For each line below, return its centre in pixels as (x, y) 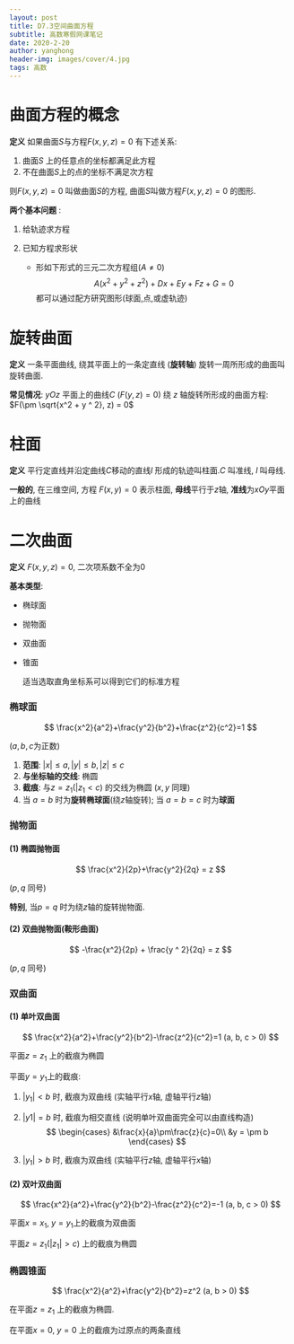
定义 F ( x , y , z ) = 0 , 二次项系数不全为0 (78, 567)
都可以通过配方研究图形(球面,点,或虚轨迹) (112, 298)
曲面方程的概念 (65, 115)
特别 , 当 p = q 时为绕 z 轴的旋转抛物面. (77, 907)
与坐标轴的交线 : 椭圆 (60, 776)
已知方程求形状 (50, 248)
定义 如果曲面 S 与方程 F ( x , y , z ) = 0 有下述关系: (93, 141)
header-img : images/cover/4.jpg (69, 59)
